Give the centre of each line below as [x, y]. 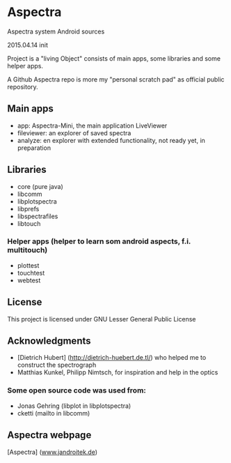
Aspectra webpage [49, 435]
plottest [28, 265]
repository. [23, 86]
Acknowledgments [49, 341]
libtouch [29, 223]
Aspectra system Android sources [56, 31]
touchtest [31, 273]
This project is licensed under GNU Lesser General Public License [102, 319]
